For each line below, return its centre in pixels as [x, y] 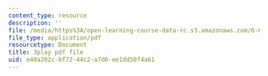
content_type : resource [48, 15]
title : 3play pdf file [46, 52]
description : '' [35, 23]
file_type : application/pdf [55, 38]
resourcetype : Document [48, 45]
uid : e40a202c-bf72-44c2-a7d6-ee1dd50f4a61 [82, 60]
